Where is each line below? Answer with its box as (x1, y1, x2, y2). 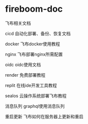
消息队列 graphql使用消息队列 (5, 103, 65, 109)
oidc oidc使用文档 (5, 62, 41, 67)
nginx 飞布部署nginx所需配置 (5, 51, 63, 57)
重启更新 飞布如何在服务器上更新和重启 (5, 113, 84, 119)
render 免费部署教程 (5, 72, 45, 78)
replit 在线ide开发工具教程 (5, 82, 57, 88)
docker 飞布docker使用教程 (5, 41, 60, 47)
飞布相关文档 (5, 20, 31, 26)
